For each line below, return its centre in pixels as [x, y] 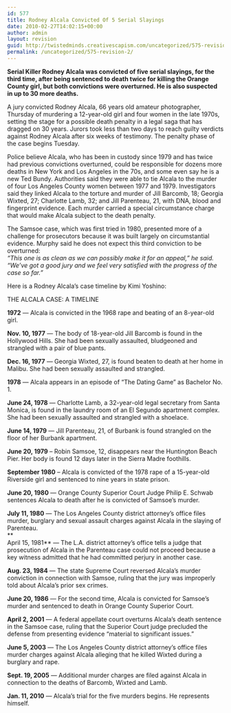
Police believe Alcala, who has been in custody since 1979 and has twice [110, 156]
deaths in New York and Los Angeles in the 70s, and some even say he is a [113, 171]
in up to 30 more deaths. [43, 93]
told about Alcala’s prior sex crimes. [58, 585]
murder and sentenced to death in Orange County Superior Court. [100, 606]
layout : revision [32, 39]
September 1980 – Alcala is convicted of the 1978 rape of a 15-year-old [108, 472]
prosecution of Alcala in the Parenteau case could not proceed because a [111, 550]
